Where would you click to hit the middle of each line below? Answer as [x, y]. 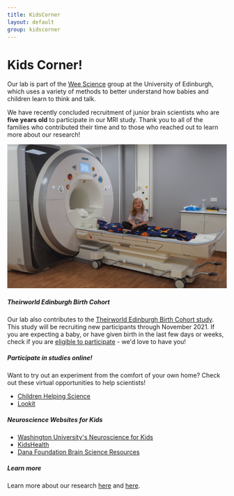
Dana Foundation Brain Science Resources [78, 452]
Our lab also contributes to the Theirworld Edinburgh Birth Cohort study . [111, 320]
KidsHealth [33, 445]
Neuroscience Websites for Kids [55, 419]
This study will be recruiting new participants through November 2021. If [111, 327]
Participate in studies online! [50, 358]
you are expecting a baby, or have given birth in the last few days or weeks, [116, 334]
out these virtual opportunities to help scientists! [77, 383]
